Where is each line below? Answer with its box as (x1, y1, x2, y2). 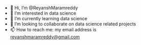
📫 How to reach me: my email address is (10, 27, 97, 32)
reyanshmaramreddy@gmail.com (10, 34, 80, 40)
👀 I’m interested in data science (10, 10, 76, 16)
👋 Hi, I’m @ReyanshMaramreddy (10, 5, 78, 11)
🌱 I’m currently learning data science (10, 16, 88, 21)
